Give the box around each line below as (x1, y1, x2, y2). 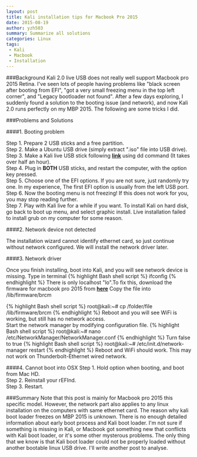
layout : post (6, 8, 38, 15)
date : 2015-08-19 (6, 19, 49, 25)
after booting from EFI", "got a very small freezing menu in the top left (6, 86, 175, 94)
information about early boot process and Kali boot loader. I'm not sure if (6, 419, 182, 426)
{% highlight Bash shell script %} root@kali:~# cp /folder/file (6, 302, 153, 309)
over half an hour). (6, 158, 51, 165)
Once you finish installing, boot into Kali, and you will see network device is (6, 266, 188, 273)
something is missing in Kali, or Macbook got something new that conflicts (6, 425, 186, 432)
